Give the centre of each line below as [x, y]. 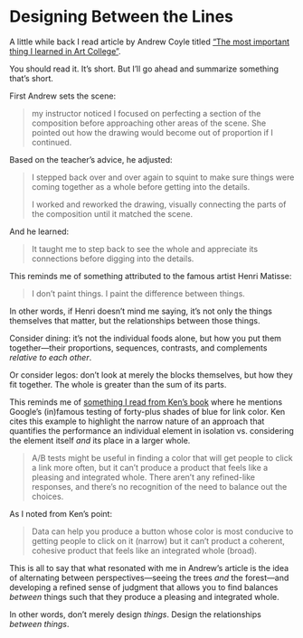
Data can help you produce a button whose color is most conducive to [162, 531]
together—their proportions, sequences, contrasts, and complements [138, 347]
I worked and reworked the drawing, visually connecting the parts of [159, 204]
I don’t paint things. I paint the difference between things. [138, 293]
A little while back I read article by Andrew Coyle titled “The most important [150, 42]
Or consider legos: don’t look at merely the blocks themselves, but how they [151, 375]
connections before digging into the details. [113, 258]
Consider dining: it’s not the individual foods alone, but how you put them [146, 338]
